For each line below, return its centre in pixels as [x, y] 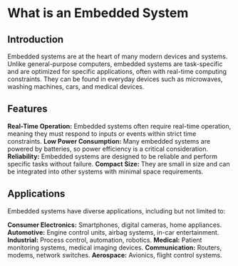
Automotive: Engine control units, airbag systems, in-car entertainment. [113, 232]
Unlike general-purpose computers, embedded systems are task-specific [115, 64]
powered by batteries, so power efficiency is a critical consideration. [108, 149]
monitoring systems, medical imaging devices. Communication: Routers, [115, 248]
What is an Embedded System [98, 13]
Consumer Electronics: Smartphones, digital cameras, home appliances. [115, 225]
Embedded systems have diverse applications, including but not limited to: [117, 211]
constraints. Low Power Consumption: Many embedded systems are [109, 141]
